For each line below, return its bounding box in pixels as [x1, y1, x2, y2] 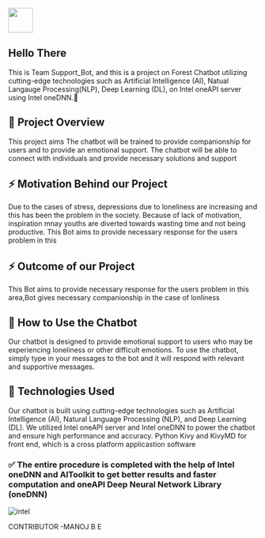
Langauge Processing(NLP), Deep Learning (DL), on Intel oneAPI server [8, 84, 242, 94]
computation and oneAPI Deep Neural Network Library [8, 479, 222, 490]
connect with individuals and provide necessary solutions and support [8, 153, 237, 163]
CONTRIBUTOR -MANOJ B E [8, 522, 102, 532]
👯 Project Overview [8, 115, 105, 130]
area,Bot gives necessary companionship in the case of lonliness [8, 293, 220, 303]
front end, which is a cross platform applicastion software [8, 439, 196, 449]
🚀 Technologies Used [8, 385, 115, 398]
